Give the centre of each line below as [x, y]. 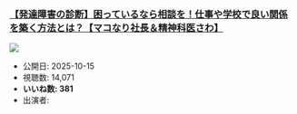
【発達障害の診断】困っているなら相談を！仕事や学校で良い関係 [148, 14]
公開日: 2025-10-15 [59, 66]
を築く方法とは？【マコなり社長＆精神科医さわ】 [117, 27]
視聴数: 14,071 [48, 78]
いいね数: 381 [48, 89]
